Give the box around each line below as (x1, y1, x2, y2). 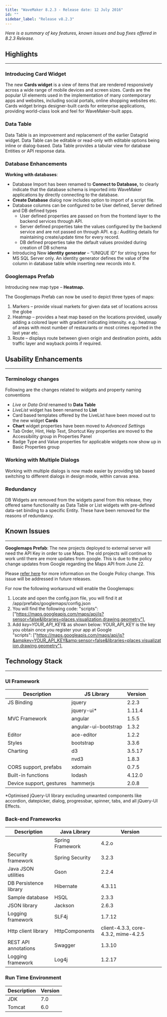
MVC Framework (7, 715, 47, 722)
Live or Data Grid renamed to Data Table (12, 402, 96, 408)
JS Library (84, 691, 109, 697)
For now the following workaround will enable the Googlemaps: (5, 585, 135, 591)
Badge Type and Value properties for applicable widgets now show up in (12, 439, 162, 445)
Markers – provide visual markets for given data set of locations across (12, 304, 158, 309)
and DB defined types (12, 207, 57, 214)
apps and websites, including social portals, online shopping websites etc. (5, 98, 158, 103)
